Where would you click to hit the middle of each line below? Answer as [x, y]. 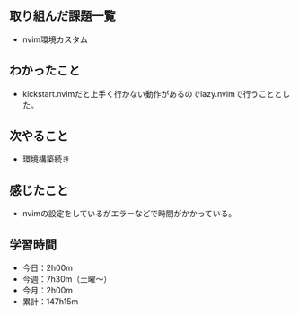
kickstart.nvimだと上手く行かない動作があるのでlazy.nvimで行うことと [152, 93]
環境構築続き [46, 159]
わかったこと [45, 70]
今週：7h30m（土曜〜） [67, 279]
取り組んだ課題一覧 [62, 16]
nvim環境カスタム [55, 39]
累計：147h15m [50, 302]
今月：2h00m [48, 291]
